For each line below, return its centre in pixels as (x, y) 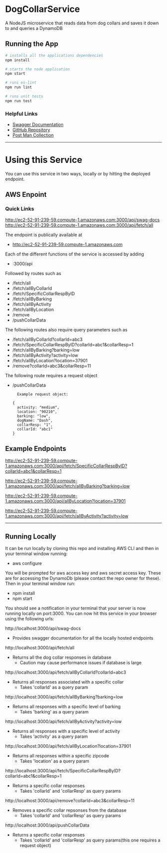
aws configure (27, 564)
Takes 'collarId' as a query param (54, 687)
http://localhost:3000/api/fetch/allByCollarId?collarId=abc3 (66, 672)
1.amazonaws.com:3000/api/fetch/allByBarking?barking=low (68, 486)
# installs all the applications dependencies (54, 55)
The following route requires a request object (51, 375)
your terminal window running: (37, 554)
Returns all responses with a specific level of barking (66, 707)
